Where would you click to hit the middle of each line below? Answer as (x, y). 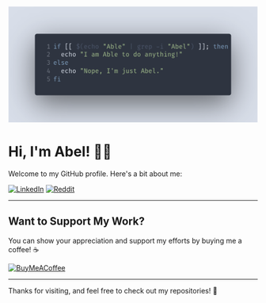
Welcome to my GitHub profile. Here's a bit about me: (95, 174)
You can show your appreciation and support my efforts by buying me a (125, 240)
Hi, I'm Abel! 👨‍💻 (60, 151)
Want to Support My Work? (76, 222)
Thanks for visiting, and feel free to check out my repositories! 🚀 (113, 290)
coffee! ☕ (24, 249)
